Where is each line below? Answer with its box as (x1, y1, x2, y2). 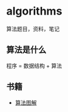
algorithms (6, 4, 63, 18)
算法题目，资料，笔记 (6, 25, 59, 32)
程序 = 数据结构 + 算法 (6, 62, 63, 69)
